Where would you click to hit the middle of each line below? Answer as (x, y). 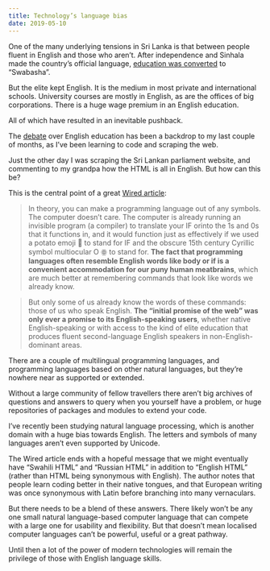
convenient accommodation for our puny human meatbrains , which (143, 269)
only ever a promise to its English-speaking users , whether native (139, 319)
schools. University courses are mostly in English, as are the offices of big (131, 96)
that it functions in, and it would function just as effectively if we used (143, 234)
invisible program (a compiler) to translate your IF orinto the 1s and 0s (143, 226)
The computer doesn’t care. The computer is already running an (135, 217)
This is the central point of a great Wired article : (87, 192)
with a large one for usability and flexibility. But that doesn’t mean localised (133, 525)
